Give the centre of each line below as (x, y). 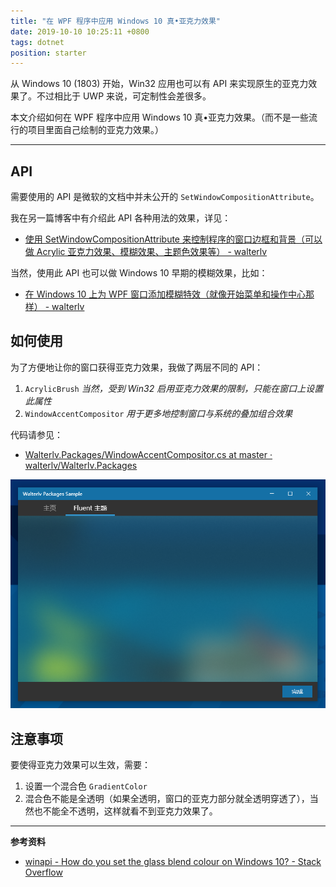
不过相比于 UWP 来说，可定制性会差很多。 (124, 96)
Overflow (43, 872)
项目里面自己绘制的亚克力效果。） (95, 130)
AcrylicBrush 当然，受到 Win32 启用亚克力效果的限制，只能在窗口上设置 (174, 388)
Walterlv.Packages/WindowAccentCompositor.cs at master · (148, 454)
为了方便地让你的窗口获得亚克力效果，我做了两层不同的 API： (137, 367)
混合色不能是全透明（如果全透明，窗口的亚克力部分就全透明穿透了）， (167, 798)
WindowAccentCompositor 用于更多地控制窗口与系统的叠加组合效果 (158, 413)
